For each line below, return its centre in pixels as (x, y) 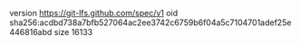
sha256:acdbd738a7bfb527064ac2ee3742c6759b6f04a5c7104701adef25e (150, 22)
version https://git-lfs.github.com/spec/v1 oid (94, 13)
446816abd (31, 32)
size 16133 (73, 32)
